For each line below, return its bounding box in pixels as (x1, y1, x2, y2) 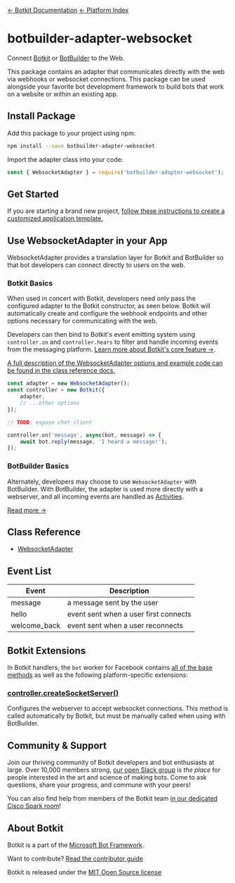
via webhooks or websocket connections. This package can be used (7, 75, 206, 83)
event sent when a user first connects (67, 610, 192, 619)
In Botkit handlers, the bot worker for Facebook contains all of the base (7, 664, 213, 672)
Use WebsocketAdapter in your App (7, 235, 168, 247)
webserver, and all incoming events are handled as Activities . (7, 492, 184, 501)
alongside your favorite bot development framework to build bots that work (7, 82, 224, 91)
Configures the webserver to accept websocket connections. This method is (7, 704, 229, 713)
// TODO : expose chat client (7, 418, 93, 426)
